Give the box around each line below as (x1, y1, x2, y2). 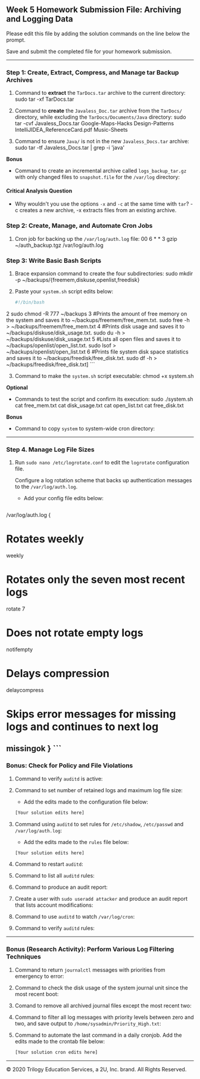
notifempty (6, 646, 33, 653)
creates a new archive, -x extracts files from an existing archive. (19, 207, 177, 214)
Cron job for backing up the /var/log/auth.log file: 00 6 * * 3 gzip (14, 235, 177, 242)
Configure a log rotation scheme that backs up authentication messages (14, 477, 192, 484)
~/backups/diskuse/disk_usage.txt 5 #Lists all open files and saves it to (6, 335, 181, 342)
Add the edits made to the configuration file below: (23, 798, 149, 805)
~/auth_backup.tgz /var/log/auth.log (14, 241, 104, 249)
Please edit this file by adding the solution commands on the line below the (6, 30, 190, 37)
